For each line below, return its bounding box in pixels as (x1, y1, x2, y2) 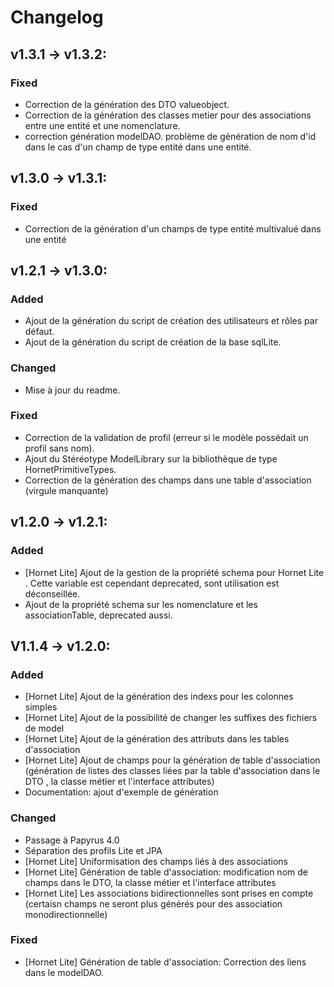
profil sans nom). (24, 442, 95, 454)
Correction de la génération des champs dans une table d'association (24, 474, 312, 486)
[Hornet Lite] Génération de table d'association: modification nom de (24, 866, 308, 878)
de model (24, 722, 65, 735)
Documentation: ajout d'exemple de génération (24, 786, 219, 798)
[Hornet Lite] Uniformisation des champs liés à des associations (24, 855, 288, 867)
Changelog (10, 6, 104, 29)
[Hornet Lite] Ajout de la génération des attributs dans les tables (24, 733, 290, 745)
